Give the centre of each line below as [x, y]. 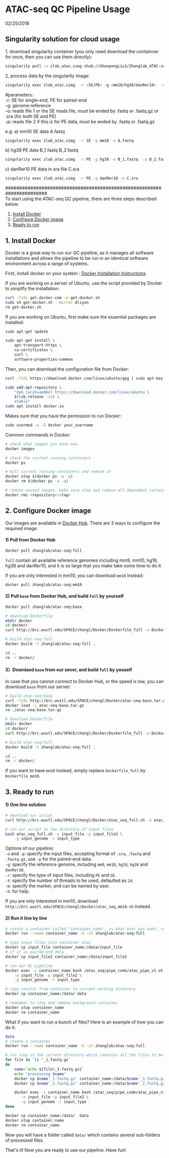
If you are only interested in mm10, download [52, 901]
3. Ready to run [30, 792]
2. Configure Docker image [48, 511]
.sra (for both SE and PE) [31, 116]
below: [12, 204]
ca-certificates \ [33, 350]
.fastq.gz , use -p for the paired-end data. [49, 859]
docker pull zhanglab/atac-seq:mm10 [44, 585]
